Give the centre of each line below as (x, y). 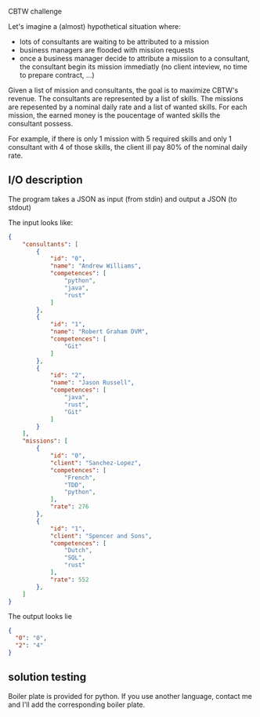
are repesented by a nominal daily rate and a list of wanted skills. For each (128, 107)
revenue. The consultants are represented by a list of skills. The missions (126, 98)
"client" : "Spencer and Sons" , (101, 536)
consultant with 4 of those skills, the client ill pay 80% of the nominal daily (128, 147)
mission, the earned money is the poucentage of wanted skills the (114, 115)
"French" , (80, 478)
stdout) (20, 207)
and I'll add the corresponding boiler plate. (77, 704)
